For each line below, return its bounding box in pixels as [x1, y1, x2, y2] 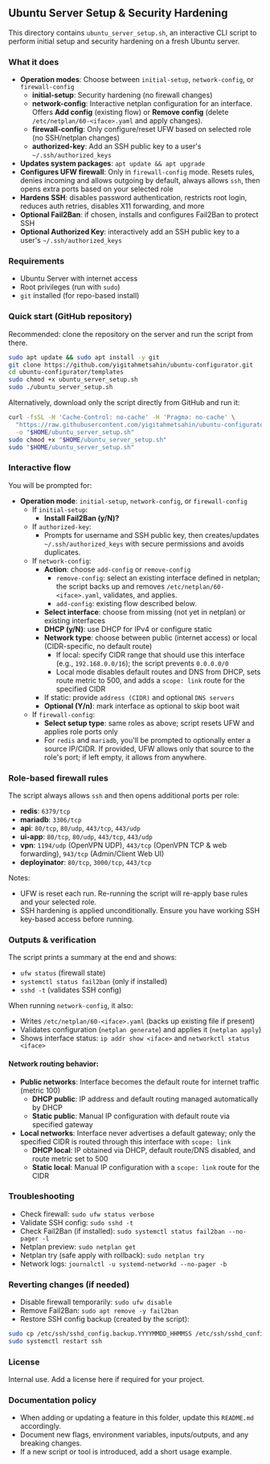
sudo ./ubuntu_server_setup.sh [8, 383, 113, 392]
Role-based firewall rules [8, 772, 108, 783]
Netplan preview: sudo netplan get [19, 1241, 137, 1251]
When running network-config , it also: [8, 1001, 133, 1011]
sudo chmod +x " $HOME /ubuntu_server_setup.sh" [8, 436, 167, 444]
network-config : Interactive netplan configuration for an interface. [31, 99, 253, 109]
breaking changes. [19, 1438, 83, 1448]
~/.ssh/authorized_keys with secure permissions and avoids [43, 539, 245, 548]
